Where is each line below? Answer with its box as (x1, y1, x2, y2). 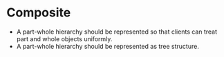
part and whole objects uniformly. (16, 34, 113, 43)
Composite (6, 5, 71, 21)
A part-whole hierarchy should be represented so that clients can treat (16, 27, 218, 36)
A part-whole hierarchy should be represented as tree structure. (16, 42, 200, 50)
